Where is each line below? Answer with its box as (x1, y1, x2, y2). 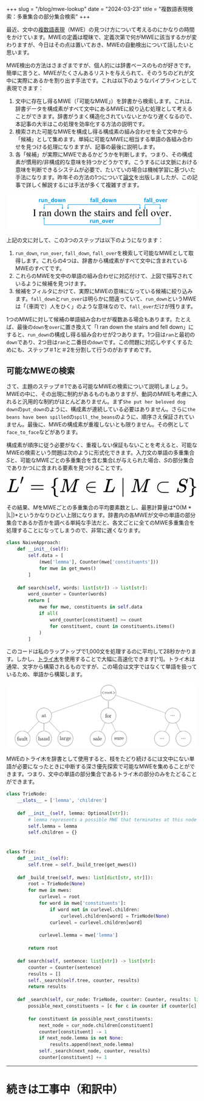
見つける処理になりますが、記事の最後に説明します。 (25, 143, 159, 150)
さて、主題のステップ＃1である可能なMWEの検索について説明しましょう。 (6, 383, 191, 390)
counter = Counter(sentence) (28, 965, 102, 971)
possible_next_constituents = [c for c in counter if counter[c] (28, 1003, 197, 1010)
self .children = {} (28, 829, 78, 836)
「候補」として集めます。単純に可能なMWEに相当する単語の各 (15, 136, 172, 143)
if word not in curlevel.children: (49, 907, 140, 913)
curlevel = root (38, 894, 80, 900)
